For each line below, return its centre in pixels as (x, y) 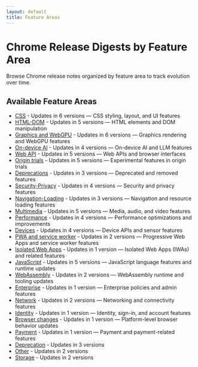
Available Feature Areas (52, 101)
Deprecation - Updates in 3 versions (60, 345)
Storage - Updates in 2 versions (54, 357)
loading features (35, 205)
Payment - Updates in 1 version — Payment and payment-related (95, 332)
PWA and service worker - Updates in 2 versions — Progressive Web (100, 236)
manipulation (31, 129)
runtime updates (35, 269)
